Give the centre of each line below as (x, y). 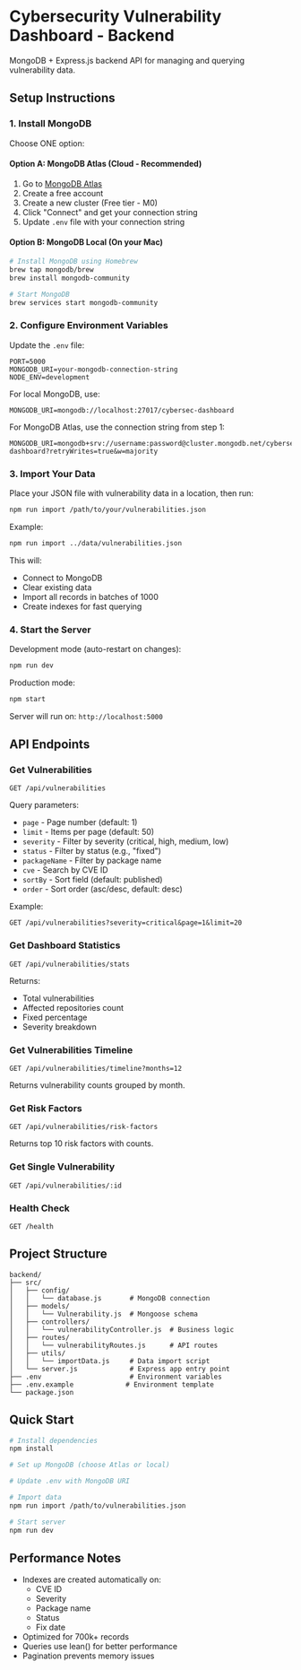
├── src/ (26, 1283)
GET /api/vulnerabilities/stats (69, 964)
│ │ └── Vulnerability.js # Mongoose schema (104, 1314)
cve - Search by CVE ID (65, 870)
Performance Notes (65, 1558)
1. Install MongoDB (51, 124)
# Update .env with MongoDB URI (69, 1482)
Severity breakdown (59, 1026)
